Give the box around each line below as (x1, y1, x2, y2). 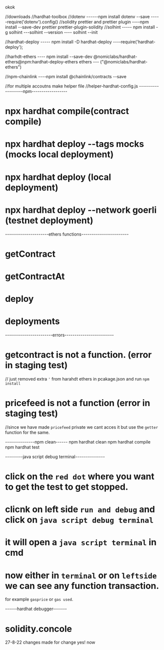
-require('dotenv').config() (5, 19, 59, 25)
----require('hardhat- (113, 39, 156, 45)
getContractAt (5, 270, 65, 282)
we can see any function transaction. (5, 580, 159, 591)
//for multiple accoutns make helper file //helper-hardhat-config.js (5, 83, 138, 89)
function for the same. (5, 429, 50, 435)
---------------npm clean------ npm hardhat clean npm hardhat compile (5, 439, 151, 444)
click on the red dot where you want (5, 471, 155, 482)
